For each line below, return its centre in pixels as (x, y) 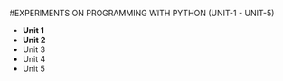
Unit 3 (34, 49)
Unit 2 (34, 40)
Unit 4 (34, 59)
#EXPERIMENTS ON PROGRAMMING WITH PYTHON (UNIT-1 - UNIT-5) (142, 13)
